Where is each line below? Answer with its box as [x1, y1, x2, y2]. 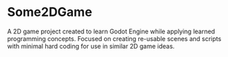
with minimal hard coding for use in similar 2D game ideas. [7, 42, 175, 50]
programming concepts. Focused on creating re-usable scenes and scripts [7, 34, 222, 42]
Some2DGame [7, 4, 92, 20]
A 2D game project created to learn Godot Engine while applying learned [7, 27, 215, 35]
